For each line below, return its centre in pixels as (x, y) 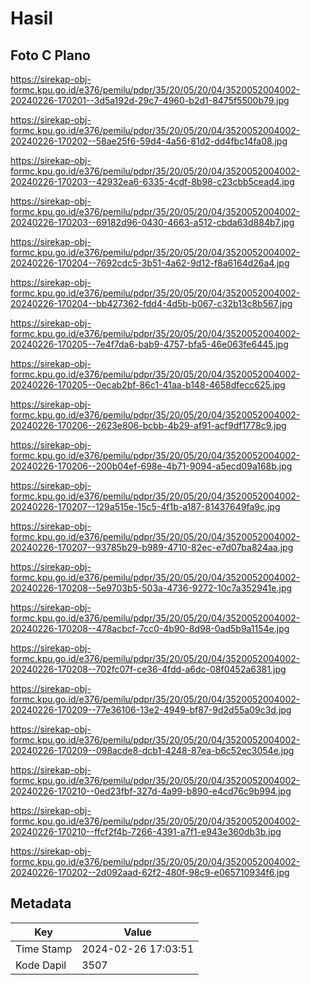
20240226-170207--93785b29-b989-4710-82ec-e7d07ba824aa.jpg (152, 547)
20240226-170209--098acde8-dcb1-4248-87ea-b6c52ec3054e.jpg (152, 750)
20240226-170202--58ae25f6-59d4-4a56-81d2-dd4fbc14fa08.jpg (149, 141)
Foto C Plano (50, 55)
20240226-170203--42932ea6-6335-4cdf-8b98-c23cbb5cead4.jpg (152, 181)
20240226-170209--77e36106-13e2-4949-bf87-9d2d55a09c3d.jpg (151, 710)
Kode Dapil (41, 965)
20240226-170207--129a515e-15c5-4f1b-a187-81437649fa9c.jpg (145, 506)
